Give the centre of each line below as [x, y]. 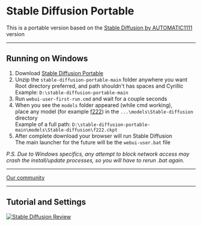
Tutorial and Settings [46, 202]
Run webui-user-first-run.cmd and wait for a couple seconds [91, 99]
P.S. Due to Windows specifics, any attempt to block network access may [98, 154]
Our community [26, 177]
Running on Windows [47, 59]
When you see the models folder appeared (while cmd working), [93, 105]
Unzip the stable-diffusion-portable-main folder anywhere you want [101, 79]
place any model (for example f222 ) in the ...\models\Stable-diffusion [104, 111]
